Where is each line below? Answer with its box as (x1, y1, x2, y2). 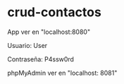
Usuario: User (7, 41, 48, 49)
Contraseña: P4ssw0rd (7, 54, 74, 64)
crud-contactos (7, 4, 102, 20)
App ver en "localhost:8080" (7, 28, 90, 36)
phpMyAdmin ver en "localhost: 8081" (7, 68, 118, 77)
